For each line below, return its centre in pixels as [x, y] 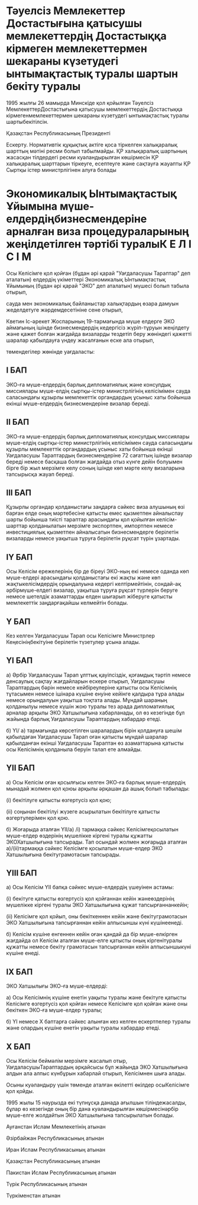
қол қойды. [20, 1091]
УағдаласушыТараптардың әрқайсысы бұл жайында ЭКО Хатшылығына [97, 1067]
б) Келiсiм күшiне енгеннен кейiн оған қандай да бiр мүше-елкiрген [92, 934]
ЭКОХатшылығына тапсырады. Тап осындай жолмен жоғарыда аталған [97, 842]
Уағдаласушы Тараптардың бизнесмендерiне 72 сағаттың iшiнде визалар [99, 455]
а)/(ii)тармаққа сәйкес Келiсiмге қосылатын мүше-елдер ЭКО [85, 848]
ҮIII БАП [22, 873]
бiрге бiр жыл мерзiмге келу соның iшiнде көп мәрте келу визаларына [95, 468]
